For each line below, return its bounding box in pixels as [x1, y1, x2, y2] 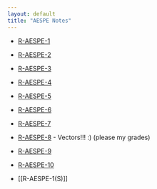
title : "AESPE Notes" [7, 17, 72, 24]
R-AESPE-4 [17, 77, 52, 86]
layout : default [7, 10, 56, 18]
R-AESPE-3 [17, 64, 52, 72]
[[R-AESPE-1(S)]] [17, 174, 68, 183]
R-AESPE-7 [17, 119, 51, 128]
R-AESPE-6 [17, 105, 52, 114]
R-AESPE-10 [17, 161, 55, 169]
